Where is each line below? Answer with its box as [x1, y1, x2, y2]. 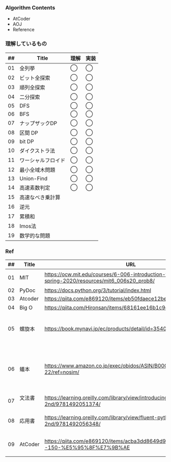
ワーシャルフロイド [19, 156, 66, 164]
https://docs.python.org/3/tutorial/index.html [44, 287, 152, 294]
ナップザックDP [19, 120, 58, 127]
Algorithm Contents [5, 4, 55, 11]
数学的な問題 [19, 232, 50, 239]
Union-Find [19, 175, 47, 182]
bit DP [19, 137, 34, 145]
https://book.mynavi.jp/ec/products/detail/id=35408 [44, 325, 170, 332]
